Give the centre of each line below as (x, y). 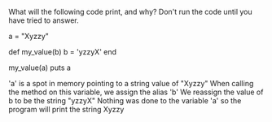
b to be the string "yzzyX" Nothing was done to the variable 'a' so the (125, 100)
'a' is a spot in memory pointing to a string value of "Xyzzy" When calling (131, 83)
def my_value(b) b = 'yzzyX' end (62, 52)
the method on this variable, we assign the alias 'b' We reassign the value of (136, 92)
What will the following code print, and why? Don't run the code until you (130, 12)
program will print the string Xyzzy (66, 109)
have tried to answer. (44, 20)
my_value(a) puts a (40, 68)
